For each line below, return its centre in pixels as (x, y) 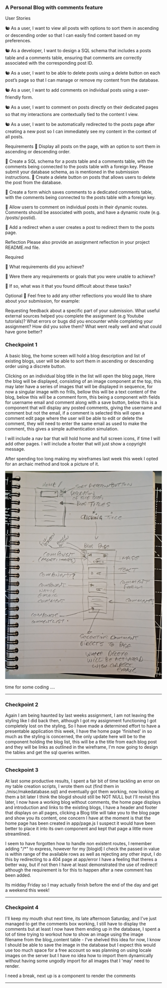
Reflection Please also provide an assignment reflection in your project (78, 242)
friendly (13, 97)
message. (15, 449)
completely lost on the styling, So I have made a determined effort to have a (83, 726)
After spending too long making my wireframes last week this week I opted (82, 458)
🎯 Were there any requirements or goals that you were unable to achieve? (80, 276)
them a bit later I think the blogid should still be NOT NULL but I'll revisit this (83, 797)
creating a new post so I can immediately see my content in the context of (81, 131)
